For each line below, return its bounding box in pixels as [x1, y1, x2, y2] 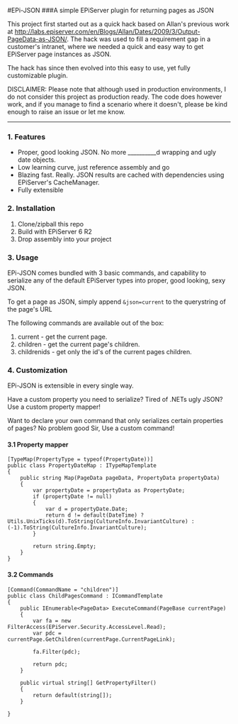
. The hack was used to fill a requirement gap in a [67, 35, 211, 43]
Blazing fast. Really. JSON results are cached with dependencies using [17, 170, 225, 180]
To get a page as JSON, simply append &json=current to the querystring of [7, 297, 227, 306]
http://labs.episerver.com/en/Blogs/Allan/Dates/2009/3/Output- [14, 28, 200, 35]
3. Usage [7, 252, 39, 262]
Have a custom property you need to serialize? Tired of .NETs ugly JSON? [7, 395, 223, 404]
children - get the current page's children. [17, 340, 140, 349]
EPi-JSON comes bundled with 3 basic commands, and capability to [7, 268, 207, 277]
